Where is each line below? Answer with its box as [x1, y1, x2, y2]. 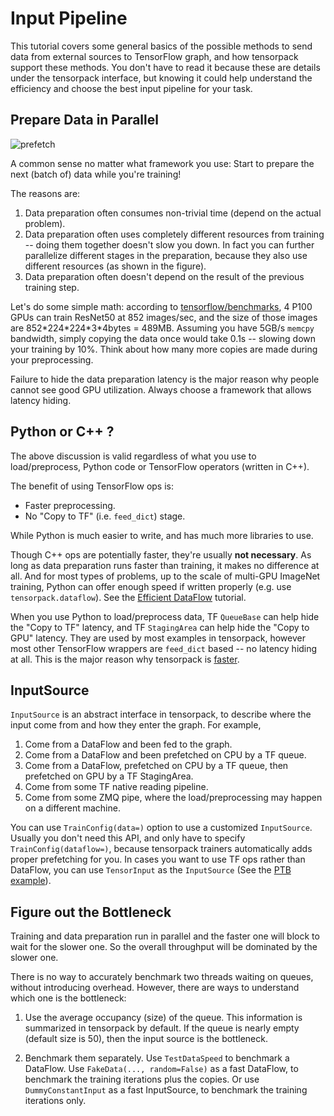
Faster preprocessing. [24, 499, 116, 511]
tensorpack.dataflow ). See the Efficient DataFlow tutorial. [10, 591, 247, 603]
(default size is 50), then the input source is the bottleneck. [24, 1033, 268, 1045]
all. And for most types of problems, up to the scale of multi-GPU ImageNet [10, 570, 321, 582]
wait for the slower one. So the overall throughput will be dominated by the [10, 941, 318, 953]
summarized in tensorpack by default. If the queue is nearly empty [24, 1022, 300, 1034]
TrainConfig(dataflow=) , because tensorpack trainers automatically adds [10, 843, 313, 855]
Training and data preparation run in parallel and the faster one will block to [10, 930, 320, 942]
